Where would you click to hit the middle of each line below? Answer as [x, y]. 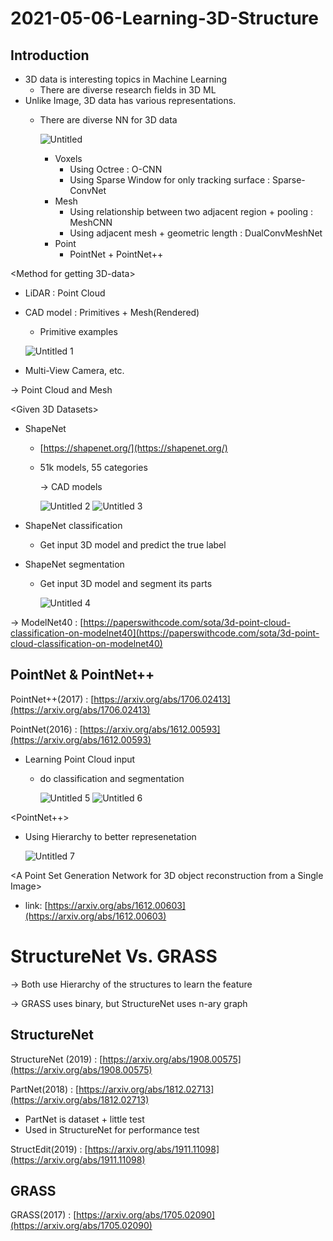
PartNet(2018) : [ [45, 1089]
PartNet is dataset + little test [84, 1119]
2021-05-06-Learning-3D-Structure [164, 18]
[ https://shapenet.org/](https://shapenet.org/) [133, 448]
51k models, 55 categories [93, 467]
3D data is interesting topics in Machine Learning [126, 79]
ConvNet [88, 190]
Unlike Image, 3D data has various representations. [130, 100]
